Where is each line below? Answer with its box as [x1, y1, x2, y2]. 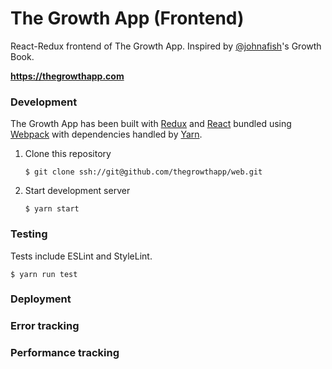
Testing [10, 227, 48, 241]
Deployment [10, 292, 72, 306]
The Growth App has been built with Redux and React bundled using [10, 118, 292, 130]
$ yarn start [24, 204, 80, 214]
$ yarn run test [10, 269, 78, 279]
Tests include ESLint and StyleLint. [10, 250, 153, 262]
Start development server [24, 185, 131, 197]
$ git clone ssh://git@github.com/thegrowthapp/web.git [24, 167, 263, 177]
